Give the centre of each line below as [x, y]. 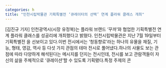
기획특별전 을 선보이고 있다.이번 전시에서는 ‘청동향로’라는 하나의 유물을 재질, [79, 41]
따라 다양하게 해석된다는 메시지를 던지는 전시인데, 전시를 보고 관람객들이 [84, 54]
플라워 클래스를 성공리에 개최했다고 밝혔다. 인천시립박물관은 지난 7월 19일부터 [85, 35]
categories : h [20, 10]
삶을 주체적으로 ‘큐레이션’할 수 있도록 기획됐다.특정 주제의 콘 [73, 60]
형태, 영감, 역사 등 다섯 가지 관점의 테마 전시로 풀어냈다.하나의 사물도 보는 [83, 48]
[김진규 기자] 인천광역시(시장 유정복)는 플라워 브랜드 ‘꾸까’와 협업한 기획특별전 [81, 29]
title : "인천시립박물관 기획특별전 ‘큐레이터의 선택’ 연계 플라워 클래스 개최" [75, 14]
